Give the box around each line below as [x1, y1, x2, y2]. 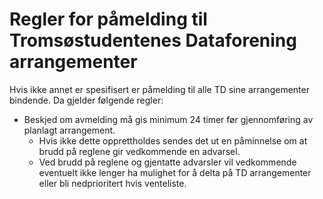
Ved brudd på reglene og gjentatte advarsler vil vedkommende [38, 156, 297, 168]
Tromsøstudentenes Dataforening [9, 29, 297, 52]
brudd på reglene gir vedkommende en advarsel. [38, 145, 241, 157]
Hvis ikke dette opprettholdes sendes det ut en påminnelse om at [38, 134, 308, 147]
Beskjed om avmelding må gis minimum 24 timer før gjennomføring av [23, 113, 314, 125]
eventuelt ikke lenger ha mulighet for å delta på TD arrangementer [38, 166, 312, 178]
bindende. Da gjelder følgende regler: [9, 94, 164, 106]
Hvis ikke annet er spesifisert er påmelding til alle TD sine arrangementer [9, 83, 310, 95]
